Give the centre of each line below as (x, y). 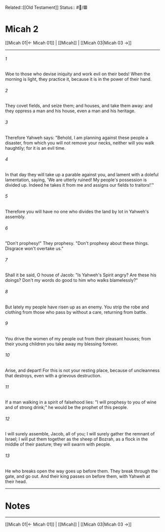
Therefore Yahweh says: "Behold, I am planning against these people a (77, 137)
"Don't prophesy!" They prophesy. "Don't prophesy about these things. (77, 243)
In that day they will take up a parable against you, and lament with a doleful (82, 174)
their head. (16, 481)
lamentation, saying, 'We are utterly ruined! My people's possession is (76, 180)
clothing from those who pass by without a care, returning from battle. (76, 312)
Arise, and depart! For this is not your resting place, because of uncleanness (82, 370)
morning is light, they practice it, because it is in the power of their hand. (78, 79)
